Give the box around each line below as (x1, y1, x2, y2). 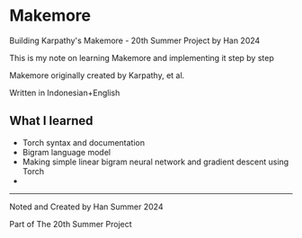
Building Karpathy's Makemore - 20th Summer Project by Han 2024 (9, 35, 261, 46)
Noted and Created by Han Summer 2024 (9, 201, 164, 212)
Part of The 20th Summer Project (9, 218, 132, 229)
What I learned (9, 113, 93, 128)
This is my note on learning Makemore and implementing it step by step (9, 52, 274, 63)
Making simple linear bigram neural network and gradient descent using (22, 156, 289, 167)
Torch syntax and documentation (22, 137, 146, 148)
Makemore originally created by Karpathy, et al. (9, 69, 185, 81)
